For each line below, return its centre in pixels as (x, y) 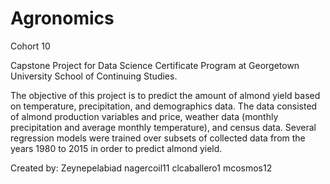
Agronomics (62, 18)
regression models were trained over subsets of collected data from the (158, 138)
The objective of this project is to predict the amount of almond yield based (165, 95)
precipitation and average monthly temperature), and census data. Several (163, 127)
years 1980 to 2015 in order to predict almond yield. (116, 148)
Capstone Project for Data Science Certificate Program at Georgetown (155, 65)
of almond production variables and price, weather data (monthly (144, 116)
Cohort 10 (30, 46)
